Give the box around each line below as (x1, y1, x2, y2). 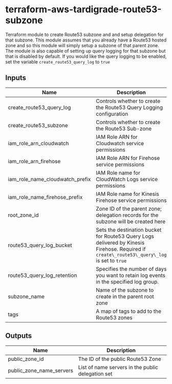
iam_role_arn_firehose (8, 157, 61, 165)
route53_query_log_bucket (8, 241, 73, 249)
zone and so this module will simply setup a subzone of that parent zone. (5, 42, 160, 48)
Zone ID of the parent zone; (96, 205, 162, 212)
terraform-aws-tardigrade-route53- (5, 4, 162, 15)
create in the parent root (96, 293, 155, 300)
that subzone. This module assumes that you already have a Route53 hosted (5, 37, 167, 43)
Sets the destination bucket (96, 226, 162, 233)
